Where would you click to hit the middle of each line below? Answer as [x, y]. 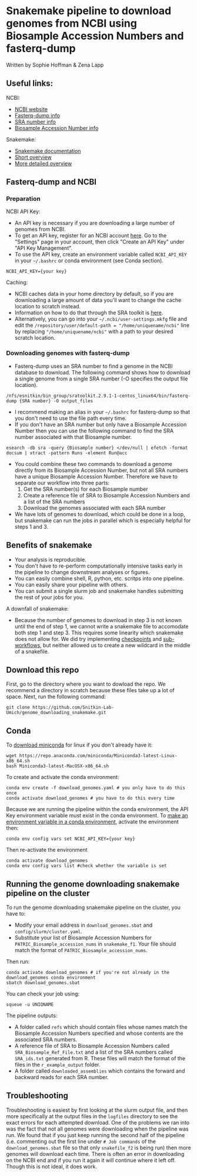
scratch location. [35, 338]
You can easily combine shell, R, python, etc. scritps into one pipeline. [99, 578]
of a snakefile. [32, 651]
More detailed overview [43, 163]
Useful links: [30, 84]
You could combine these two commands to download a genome [93, 464]
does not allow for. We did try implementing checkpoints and [88, 639]
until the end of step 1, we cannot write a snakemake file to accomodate [102, 626]
